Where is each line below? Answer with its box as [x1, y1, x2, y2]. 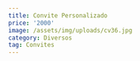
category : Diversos [8, 33, 73, 42]
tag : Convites [8, 41, 55, 49]
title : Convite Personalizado [8, 11, 108, 20]
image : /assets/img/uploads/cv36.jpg [8, 26, 133, 34]
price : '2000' [8, 19, 55, 27]
